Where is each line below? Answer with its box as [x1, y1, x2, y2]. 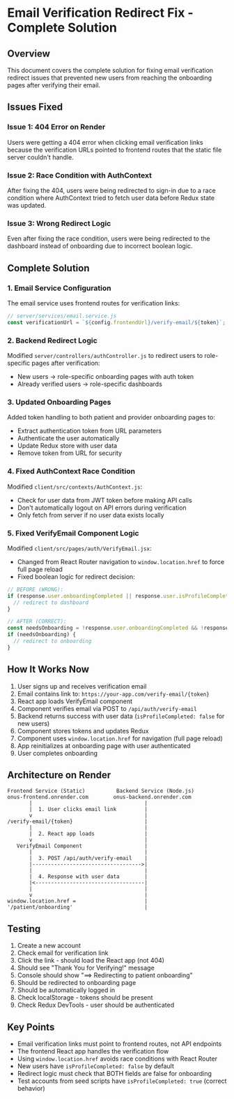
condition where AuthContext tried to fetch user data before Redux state [7, 194, 214, 202]
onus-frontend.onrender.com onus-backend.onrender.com [7, 793, 192, 801]
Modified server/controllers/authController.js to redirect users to [7, 352, 203, 360]
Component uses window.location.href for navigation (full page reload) [17, 734, 223, 742]
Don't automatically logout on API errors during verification [17, 503, 187, 512]
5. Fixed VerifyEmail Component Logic [7, 528, 139, 538]
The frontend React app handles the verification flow [17, 1047, 169, 1056]
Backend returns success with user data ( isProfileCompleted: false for [17, 712, 225, 720]
